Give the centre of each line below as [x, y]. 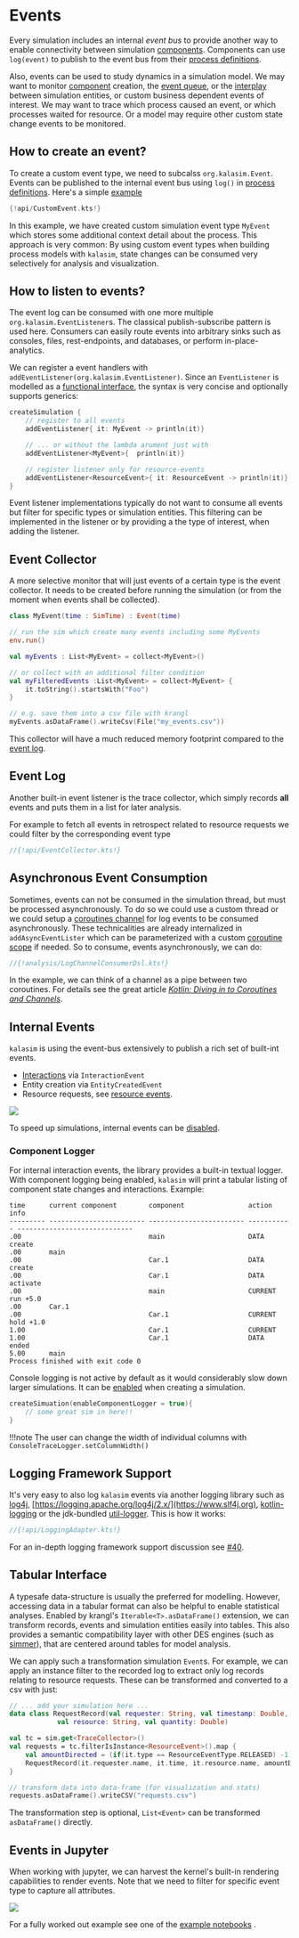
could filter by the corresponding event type [90, 834]
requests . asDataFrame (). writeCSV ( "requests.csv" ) [103, 1795]
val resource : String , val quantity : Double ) [142, 1722]
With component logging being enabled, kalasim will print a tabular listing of [148, 1180]
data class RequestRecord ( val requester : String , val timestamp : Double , [149, 1714]
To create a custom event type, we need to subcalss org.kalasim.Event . [141, 173]
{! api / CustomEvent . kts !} [55, 208]
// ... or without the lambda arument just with [117, 445]
